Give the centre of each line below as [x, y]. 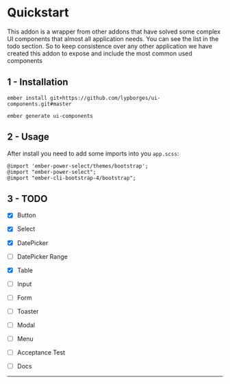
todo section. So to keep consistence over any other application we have [110, 46]
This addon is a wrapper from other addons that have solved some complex [114, 31]
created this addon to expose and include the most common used [100, 53]
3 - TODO [27, 199]
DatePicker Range [42, 256]
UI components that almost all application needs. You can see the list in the [113, 38]
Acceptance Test [41, 353]
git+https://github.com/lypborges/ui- [105, 98]
